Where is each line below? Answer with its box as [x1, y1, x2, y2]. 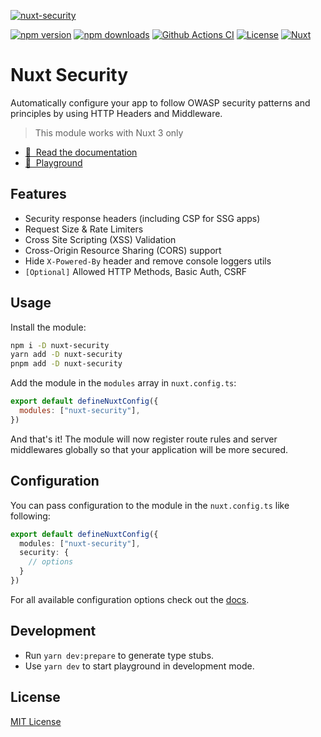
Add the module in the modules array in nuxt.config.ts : [10, 377, 237, 389]
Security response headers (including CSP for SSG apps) [24, 212, 261, 224]
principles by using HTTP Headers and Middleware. [10, 107, 223, 119]
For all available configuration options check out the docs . [10, 593, 250, 605]
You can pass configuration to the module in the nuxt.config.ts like [10, 499, 290, 511]
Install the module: [10, 321, 87, 333]
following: [10, 510, 51, 522]
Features [10, 186, 67, 203]
